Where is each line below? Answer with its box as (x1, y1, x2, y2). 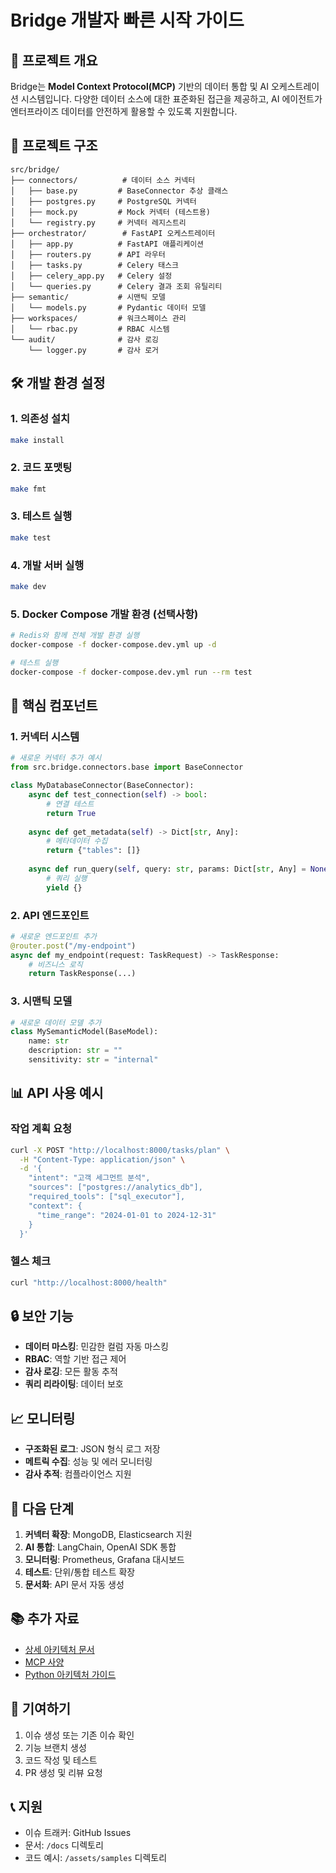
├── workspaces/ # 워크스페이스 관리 (10, 313, 187, 323)
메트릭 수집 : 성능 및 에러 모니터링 (24, 1456, 153, 1468)
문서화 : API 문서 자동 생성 (24, 1579, 125, 1591)
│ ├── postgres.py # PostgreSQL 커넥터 (10, 196, 197, 206)
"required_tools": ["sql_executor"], (28, 1192, 186, 1202)
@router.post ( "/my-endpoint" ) (10, 941, 137, 951)
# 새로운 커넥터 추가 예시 (10, 753, 102, 763)
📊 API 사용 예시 (10, 1085, 104, 1102)
